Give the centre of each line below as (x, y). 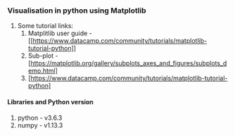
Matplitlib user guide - (60, 33)
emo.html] (43, 71)
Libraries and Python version (50, 101)
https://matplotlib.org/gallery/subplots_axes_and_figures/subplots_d (129, 63)
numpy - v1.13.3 (40, 125)
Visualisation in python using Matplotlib (77, 11)
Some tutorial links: (45, 26)
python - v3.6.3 (40, 118)
